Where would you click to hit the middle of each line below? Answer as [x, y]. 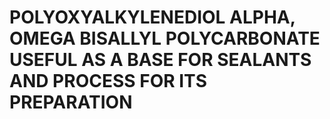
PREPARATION [71, 102]
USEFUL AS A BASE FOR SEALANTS [160, 60]
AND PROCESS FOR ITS [108, 81]
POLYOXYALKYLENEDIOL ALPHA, [152, 17]
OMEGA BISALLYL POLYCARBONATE [165, 38]
